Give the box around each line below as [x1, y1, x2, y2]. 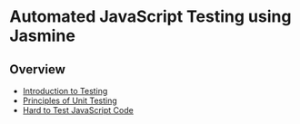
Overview [9, 62, 66, 77]
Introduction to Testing [22, 86, 108, 96]
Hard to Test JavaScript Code [22, 105, 134, 115]
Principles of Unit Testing [22, 95, 118, 106]
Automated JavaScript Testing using [9, 6, 292, 27]
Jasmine [9, 25, 75, 46]
